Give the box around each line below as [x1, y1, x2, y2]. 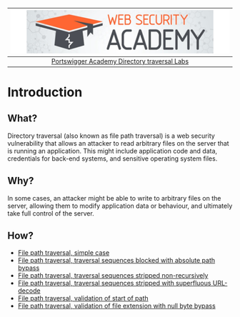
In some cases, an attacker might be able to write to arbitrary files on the [7, 193, 221, 202]
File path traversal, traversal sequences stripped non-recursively [17, 271, 209, 280]
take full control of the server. [7, 208, 94, 218]
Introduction [7, 84, 83, 101]
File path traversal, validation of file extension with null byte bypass [17, 301, 216, 311]
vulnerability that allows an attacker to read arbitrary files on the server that [7, 139, 230, 147]
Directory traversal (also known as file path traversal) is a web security [7, 131, 216, 140]
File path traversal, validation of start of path [17, 294, 149, 303]
